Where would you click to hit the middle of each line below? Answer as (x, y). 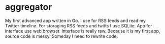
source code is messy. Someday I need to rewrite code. (62, 36)
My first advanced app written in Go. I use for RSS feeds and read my (76, 21)
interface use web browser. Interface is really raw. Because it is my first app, (82, 31)
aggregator (29, 7)
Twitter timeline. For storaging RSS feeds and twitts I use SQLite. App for (79, 25)
